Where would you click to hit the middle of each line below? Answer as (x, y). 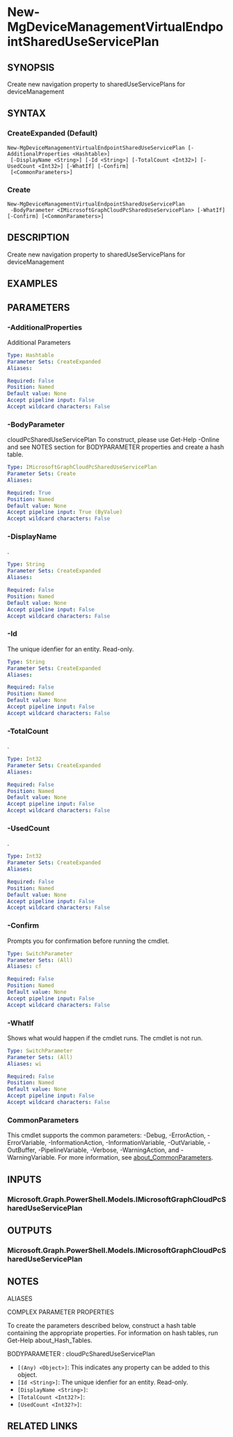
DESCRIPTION (38, 238)
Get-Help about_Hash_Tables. (50, 1340)
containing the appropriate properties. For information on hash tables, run (113, 1332)
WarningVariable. (32, 1158)
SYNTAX (27, 113)
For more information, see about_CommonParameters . (136, 1158)
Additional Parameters (39, 342)
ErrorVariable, (27, 1143)
